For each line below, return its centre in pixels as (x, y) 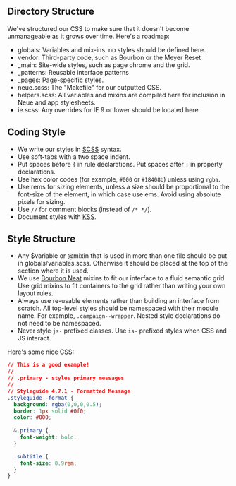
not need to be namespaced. (59, 324)
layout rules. (36, 293)
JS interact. (34, 338)
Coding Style (36, 132)
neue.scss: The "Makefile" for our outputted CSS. (89, 87)
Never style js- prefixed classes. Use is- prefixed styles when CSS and (122, 331)
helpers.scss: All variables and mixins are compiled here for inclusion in (121, 95)
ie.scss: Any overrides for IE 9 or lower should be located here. (109, 109)
